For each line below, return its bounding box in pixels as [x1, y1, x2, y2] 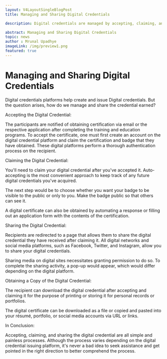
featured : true [5, 48, 37, 53]
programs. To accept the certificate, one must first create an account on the [5, 132, 161, 138]
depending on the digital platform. [5, 268, 75, 274]
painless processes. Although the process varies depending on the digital [5, 337, 156, 343]
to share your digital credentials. [5, 248, 71, 254]
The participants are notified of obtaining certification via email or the [5, 121, 148, 127]
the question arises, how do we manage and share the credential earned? [5, 102, 156, 108]
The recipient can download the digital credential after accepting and [5, 287, 147, 293]
